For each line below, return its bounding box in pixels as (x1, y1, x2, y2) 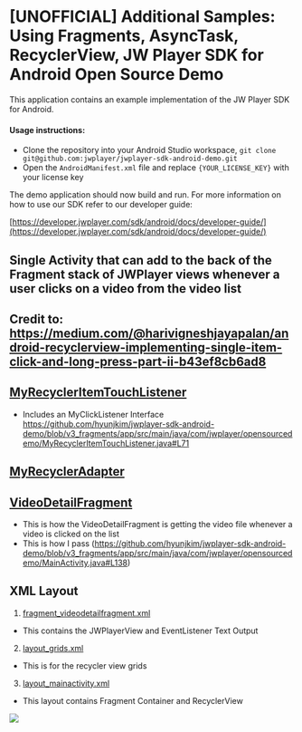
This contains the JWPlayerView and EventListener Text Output (22, 625, 259, 636)
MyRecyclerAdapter (9, 464, 125, 479)
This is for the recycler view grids (22, 660, 147, 671)
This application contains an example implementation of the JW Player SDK (9, 93, 290, 105)
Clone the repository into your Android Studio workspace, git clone (22, 145, 277, 156)
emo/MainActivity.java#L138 (22, 557, 128, 568)
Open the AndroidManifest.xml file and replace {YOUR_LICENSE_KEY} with (22, 162, 289, 173)
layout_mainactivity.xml (22, 678, 110, 689)
